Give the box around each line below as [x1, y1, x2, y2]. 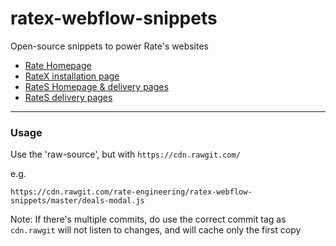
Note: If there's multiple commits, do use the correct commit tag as [10, 213, 287, 226]
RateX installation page [24, 70, 120, 82]
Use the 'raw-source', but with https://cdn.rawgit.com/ [10, 148, 241, 161]
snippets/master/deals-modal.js [10, 196, 145, 206]
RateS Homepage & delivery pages [24, 80, 169, 92]
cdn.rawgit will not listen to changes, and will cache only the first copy [10, 224, 302, 236]
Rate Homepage [24, 59, 92, 71]
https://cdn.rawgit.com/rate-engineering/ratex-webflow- [10, 187, 253, 197]
